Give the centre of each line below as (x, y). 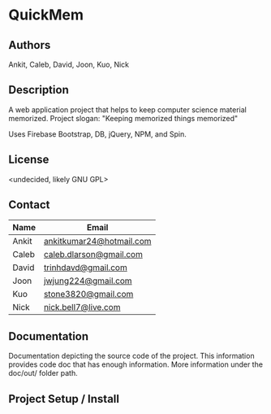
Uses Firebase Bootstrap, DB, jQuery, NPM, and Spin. (97, 134)
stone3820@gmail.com (88, 294)
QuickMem (46, 15)
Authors (30, 45)
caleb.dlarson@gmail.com (93, 255)
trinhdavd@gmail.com (85, 268)
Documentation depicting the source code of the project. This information (131, 356)
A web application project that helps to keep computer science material (128, 109)
